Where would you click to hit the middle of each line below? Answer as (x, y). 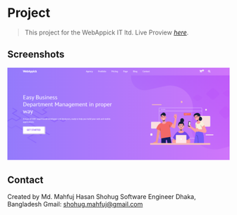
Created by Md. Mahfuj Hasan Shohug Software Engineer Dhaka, (102, 197)
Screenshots (36, 54)
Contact (25, 180)
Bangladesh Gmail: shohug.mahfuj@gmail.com (75, 204)
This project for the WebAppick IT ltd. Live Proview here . (107, 32)
